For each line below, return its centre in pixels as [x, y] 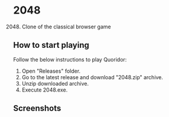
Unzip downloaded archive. [55, 83]
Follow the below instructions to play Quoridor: [70, 59]
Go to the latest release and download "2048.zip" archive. [92, 77]
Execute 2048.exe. [45, 90]
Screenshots [37, 108]
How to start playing [51, 45]
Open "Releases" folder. [51, 71]
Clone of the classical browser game [66, 27]
